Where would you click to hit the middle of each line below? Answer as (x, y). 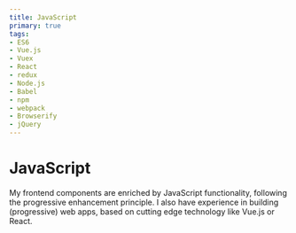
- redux (23, 75)
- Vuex (21, 58)
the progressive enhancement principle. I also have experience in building (144, 202)
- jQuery (25, 125)
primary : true (35, 26)
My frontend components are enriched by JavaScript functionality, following (148, 192)
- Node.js (27, 83)
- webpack (27, 108)
